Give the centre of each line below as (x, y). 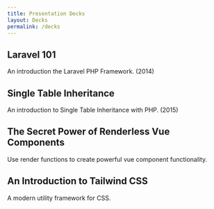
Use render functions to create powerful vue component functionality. (107, 159)
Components (36, 143)
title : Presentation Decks (46, 14)
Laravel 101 (32, 55)
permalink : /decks (34, 26)
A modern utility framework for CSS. (59, 198)
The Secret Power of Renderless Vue (89, 132)
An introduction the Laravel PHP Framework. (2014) (81, 72)
